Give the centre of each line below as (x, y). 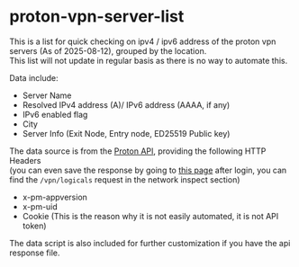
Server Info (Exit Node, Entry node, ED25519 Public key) (126, 133)
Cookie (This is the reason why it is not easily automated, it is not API (150, 216)
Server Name (47, 95)
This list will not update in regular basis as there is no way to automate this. (149, 60)
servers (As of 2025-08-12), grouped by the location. (108, 50)
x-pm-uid (40, 206)
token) (34, 226)
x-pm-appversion (55, 197)
